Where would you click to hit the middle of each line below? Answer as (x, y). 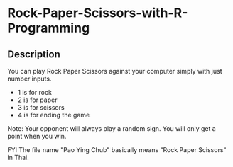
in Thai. (18, 157)
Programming (49, 28)
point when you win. (37, 136)
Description (34, 54)
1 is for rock (34, 92)
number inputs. (29, 79)
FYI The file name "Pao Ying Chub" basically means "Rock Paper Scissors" (117, 150)
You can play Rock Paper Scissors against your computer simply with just (115, 71)
